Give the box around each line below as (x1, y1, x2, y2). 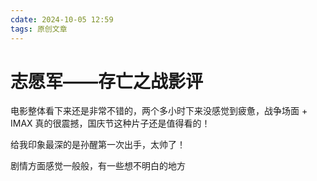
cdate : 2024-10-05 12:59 (10, 14, 114, 25)
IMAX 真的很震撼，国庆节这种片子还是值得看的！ (10, 117, 211, 130)
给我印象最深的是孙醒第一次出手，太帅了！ (10, 139, 186, 151)
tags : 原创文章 (10, 24, 68, 34)
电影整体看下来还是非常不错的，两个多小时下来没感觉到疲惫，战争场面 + (10, 105, 308, 117)
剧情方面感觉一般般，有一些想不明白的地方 (10, 160, 186, 172)
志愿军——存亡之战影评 (10, 70, 204, 93)
